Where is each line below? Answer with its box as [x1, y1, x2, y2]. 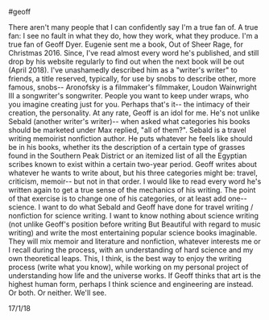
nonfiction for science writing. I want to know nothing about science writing [8, 211, 259, 220]
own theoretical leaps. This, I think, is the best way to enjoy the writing [8, 254, 242, 263]
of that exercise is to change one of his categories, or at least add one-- [8, 193, 247, 203]
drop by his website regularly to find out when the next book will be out [8, 56, 245, 66]
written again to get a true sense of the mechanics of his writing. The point [8, 185, 256, 194]
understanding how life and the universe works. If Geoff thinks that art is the [8, 271, 262, 281]
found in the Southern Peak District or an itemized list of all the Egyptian [8, 151, 247, 160]
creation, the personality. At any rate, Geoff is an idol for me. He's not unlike [8, 108, 260, 118]
